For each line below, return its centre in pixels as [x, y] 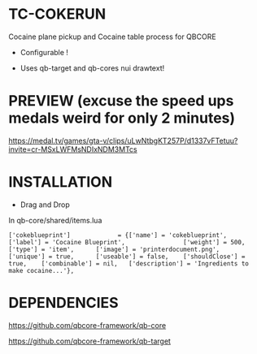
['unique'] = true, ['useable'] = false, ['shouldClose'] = [127, 257]
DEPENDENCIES [64, 303]
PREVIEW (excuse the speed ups [121, 101]
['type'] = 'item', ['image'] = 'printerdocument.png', [114, 249]
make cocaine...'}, [41, 270]
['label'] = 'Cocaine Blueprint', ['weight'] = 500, [127, 242]
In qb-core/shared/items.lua [55, 220]
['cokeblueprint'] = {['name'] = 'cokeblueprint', [118, 235]
